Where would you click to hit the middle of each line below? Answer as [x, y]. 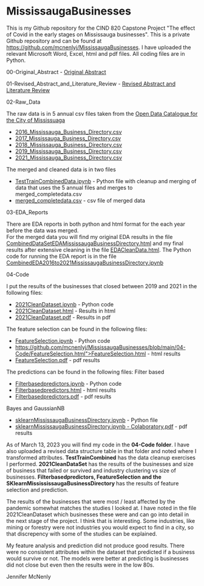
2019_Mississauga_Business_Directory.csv [69, 151]
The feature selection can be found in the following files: [77, 329]
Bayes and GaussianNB [36, 408]
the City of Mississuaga [36, 120]
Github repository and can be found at [54, 41]
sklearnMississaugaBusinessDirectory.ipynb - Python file [86, 420]
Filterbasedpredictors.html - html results [66, 390]
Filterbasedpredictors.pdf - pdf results [63, 396]
